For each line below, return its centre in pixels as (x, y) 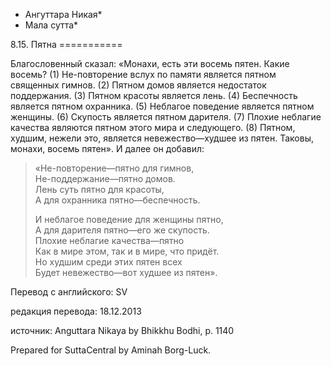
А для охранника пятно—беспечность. (117, 200)
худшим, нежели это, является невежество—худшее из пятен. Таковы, (162, 138)
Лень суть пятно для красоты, (99, 189)
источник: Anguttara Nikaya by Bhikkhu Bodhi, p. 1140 (122, 330)
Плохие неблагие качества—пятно (109, 240)
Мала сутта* (51, 25)
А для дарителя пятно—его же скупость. (122, 230)
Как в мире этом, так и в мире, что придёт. (127, 251)
